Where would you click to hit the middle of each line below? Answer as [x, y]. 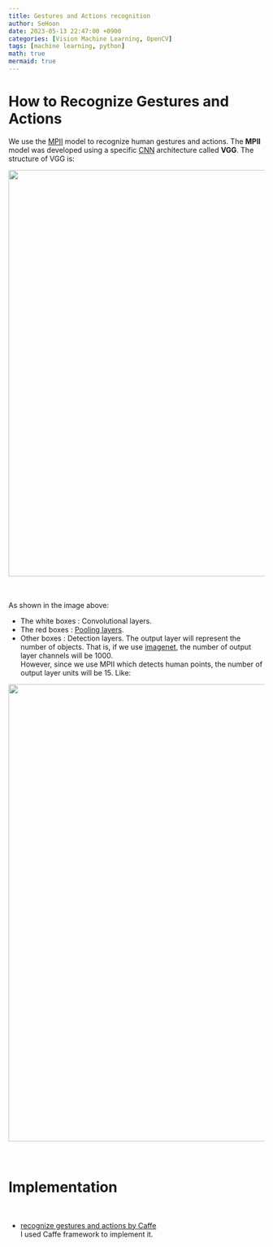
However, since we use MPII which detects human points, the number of [141, 664]
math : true [27, 54]
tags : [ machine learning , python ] [67, 46]
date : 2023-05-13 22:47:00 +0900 [65, 31]
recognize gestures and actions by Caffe [88, 1225]
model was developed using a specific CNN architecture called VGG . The [131, 150]
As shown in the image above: [59, 605]
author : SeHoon [34, 24]
